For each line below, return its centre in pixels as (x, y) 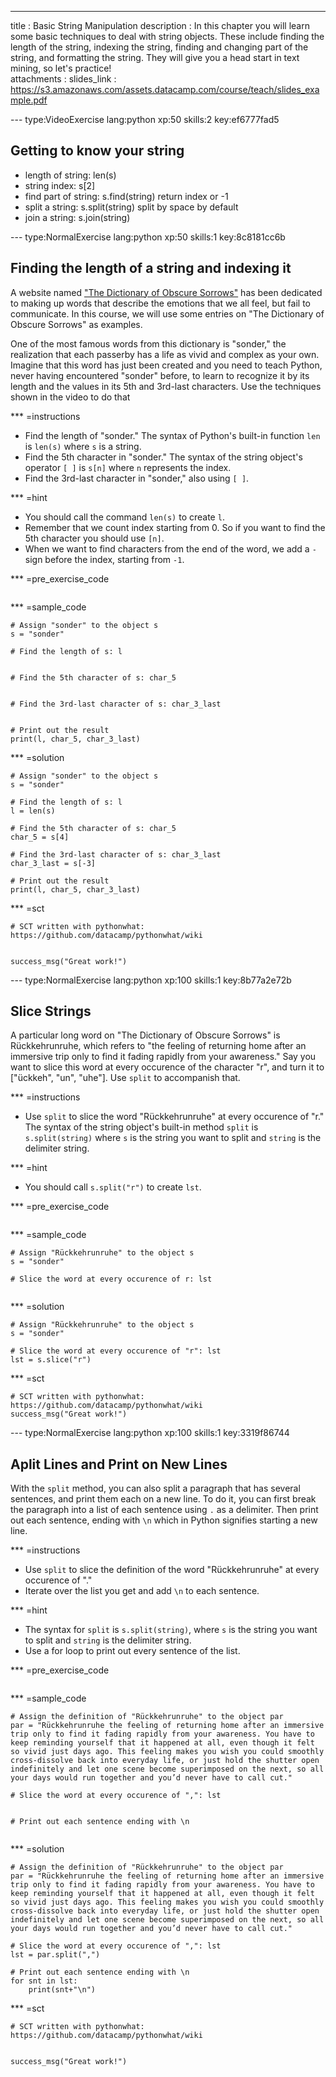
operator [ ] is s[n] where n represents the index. (128, 467)
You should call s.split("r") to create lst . (113, 1187)
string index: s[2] (60, 185)
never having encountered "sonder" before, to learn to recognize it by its (160, 375)
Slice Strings (51, 1011)
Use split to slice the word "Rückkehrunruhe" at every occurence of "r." (174, 1117)
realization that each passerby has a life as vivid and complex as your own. (165, 354)
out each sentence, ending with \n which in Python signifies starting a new (164, 1520)
